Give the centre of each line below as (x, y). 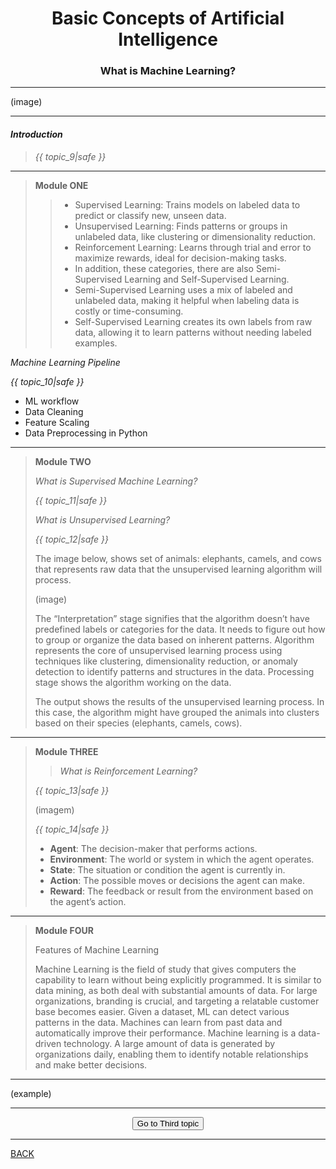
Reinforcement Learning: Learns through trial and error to (193, 247)
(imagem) (54, 809)
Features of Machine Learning (97, 949)
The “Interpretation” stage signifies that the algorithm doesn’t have (172, 618)
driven (48, 1043)
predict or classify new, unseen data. (150, 215)
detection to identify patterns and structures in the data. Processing (174, 671)
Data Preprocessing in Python (86, 433)
